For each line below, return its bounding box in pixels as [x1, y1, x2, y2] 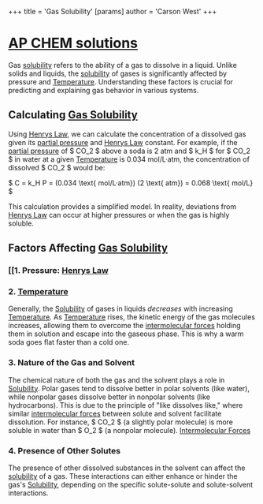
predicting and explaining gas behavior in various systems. [8, 85, 199, 95]
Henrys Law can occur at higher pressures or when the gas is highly [8, 210, 230, 219]
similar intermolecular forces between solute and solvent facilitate [8, 409, 222, 418]
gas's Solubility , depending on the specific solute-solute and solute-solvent [8, 480, 254, 489]
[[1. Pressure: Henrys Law [8, 265, 109, 276]
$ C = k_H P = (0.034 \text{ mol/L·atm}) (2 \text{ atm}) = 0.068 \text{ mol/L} [8, 177, 254, 188]
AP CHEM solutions [8, 35, 139, 52]
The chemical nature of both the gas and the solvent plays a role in [8, 375, 225, 385]
